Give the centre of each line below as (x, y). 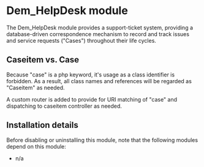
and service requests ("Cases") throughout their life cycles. (81, 40)
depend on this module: (36, 146)
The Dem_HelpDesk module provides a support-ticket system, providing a (100, 28)
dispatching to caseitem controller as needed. (64, 106)
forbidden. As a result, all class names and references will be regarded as (99, 81)
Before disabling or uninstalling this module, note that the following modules (102, 140)
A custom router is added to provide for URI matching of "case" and (92, 99)
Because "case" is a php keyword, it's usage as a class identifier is (91, 75)
